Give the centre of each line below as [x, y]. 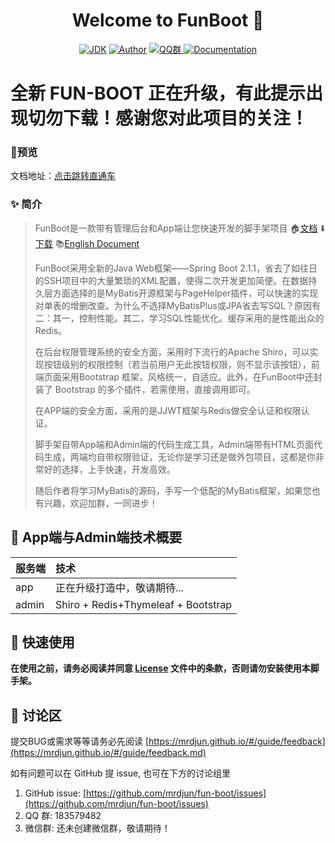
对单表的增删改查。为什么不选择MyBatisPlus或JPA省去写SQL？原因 [173, 305]
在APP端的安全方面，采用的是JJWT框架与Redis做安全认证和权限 [168, 410]
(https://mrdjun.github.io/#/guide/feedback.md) [108, 753]
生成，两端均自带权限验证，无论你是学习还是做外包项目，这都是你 [179, 456]
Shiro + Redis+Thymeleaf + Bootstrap [144, 604]
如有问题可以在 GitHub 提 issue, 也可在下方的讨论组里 [121, 773]
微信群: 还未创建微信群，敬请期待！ [97, 828]
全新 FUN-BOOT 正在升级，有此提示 [158, 93]
